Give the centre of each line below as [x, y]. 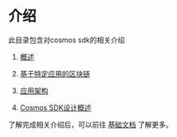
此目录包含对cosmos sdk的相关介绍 [67, 40]
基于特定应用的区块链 [55, 73]
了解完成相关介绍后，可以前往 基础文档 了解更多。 [90, 124]
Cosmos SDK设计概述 [55, 108]
